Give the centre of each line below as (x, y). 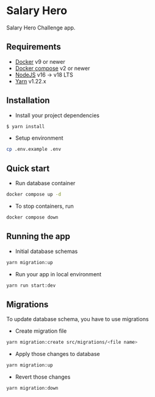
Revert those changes (43, 377)
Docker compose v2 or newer (52, 68)
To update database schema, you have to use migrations (77, 319)
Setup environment (39, 138)
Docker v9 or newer (40, 61)
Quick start (28, 168)
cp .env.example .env (34, 149)
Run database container (45, 183)
